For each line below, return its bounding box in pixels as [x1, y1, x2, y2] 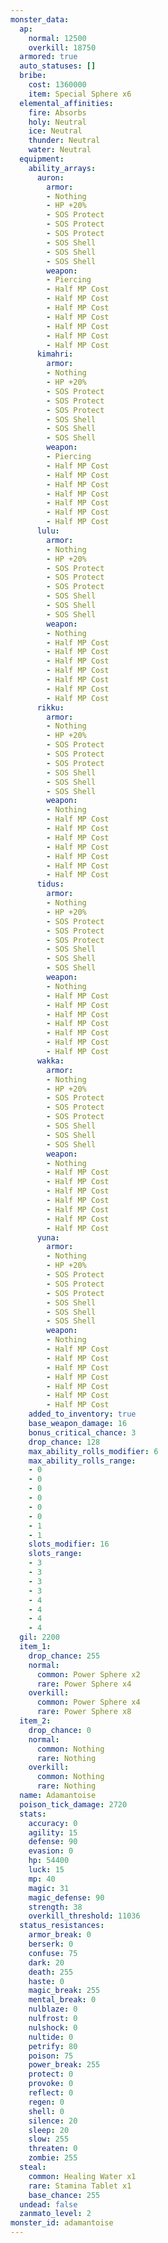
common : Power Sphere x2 [36, 1669, 141, 1680]
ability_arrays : [28, 163, 97, 173]
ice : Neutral [28, 126, 83, 136]
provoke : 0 [28, 2079, 74, 2089]
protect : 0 [28, 2069, 74, 2080]
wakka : [36, 1056, 65, 1066]
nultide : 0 [28, 2032, 74, 2042]
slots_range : [28, 1549, 83, 1559]
